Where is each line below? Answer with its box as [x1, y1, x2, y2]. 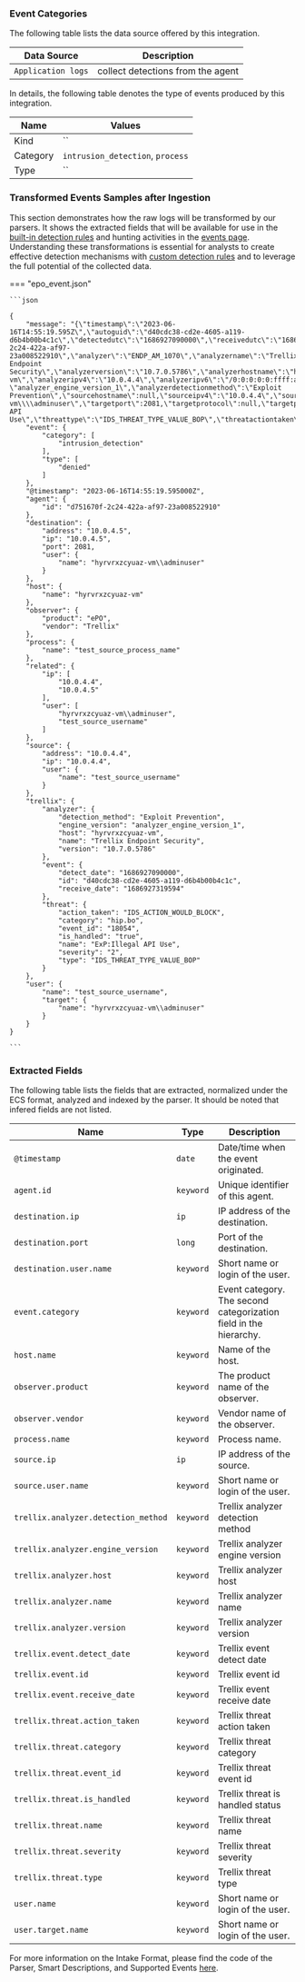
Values [110, 119, 141, 132]
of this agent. [217, 1190, 274, 1202]
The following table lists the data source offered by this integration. [9, 28, 261, 39]
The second [217, 1294, 270, 1307]
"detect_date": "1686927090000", [57, 868, 184, 877]
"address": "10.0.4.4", [42, 749, 132, 758]
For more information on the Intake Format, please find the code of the [9, 1952, 273, 1963]
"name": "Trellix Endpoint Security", [57, 836, 205, 845]
